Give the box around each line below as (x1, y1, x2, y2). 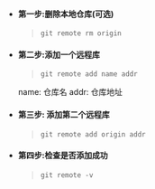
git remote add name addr (40, 70, 138, 79)
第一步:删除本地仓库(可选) (17, 8, 114, 19)
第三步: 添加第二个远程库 (17, 109, 110, 119)
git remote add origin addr (40, 129, 146, 139)
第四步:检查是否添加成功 (17, 150, 108, 161)
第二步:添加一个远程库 (17, 49, 101, 60)
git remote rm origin (40, 29, 122, 38)
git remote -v (40, 170, 94, 180)
